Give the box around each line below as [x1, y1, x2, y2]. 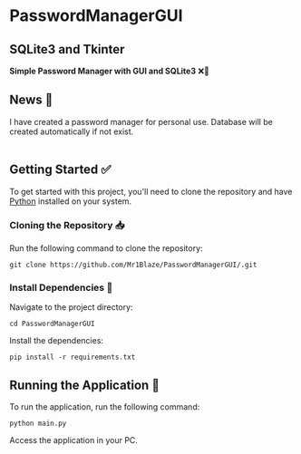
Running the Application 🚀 [9, 377, 160, 392]
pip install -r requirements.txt [9, 353, 136, 362]
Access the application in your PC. [9, 435, 139, 446]
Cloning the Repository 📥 [9, 218, 125, 231]
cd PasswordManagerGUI [9, 319, 95, 329]
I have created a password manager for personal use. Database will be [9, 116, 274, 127]
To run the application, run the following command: [9, 401, 200, 412]
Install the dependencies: [9, 335, 104, 346]
